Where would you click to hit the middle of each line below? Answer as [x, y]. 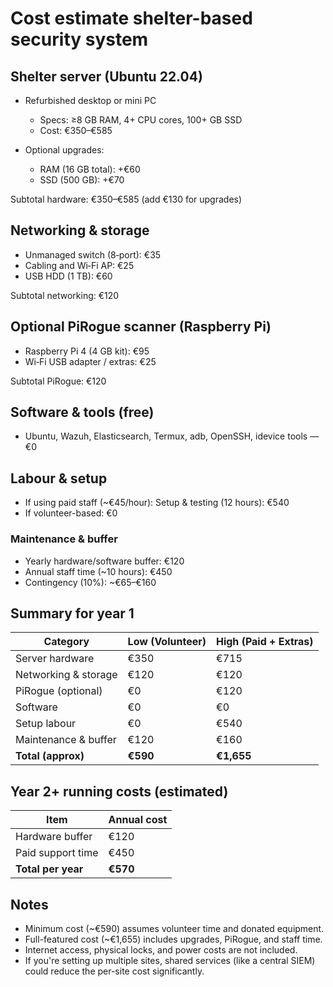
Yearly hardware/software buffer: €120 [104, 561]
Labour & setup [59, 478]
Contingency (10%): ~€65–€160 [90, 582]
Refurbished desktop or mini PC [90, 100]
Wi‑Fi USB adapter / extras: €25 [90, 361]
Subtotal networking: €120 [65, 295]
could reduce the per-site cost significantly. [114, 971]
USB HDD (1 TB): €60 [68, 276]
